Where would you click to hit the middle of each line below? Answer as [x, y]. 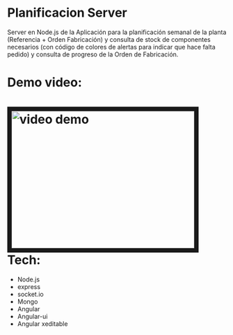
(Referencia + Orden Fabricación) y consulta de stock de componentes [109, 39]
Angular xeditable [42, 324]
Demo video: [45, 83]
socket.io [30, 295]
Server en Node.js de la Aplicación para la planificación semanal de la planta [117, 32]
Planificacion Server [67, 13]
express [29, 287]
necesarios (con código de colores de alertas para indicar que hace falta [111, 47]
